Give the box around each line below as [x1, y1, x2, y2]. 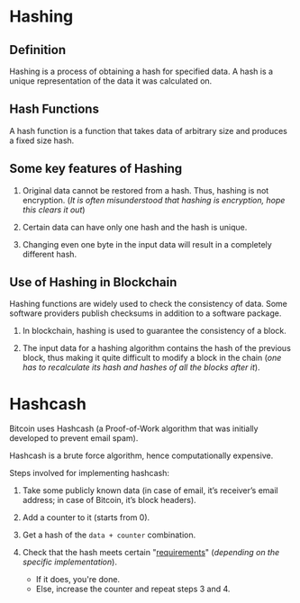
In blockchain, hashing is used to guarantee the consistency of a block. [22, 326, 286, 337]
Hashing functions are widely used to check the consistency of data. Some [9, 299, 288, 310]
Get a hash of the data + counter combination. [22, 529, 196, 541]
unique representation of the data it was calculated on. [9, 76, 213, 86]
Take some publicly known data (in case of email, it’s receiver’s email [22, 485, 278, 496]
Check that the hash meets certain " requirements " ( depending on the [22, 547, 280, 558]
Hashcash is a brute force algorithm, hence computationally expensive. [9, 450, 274, 461]
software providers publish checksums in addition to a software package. [9, 308, 282, 319]
